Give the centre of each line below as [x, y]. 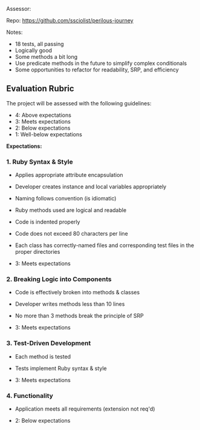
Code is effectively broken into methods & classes [77, 293]
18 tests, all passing [40, 44]
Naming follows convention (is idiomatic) [66, 199]
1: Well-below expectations [49, 134]
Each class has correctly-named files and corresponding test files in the [105, 245]
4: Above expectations [43, 115]
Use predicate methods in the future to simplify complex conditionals [101, 63]
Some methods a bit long [46, 57]
